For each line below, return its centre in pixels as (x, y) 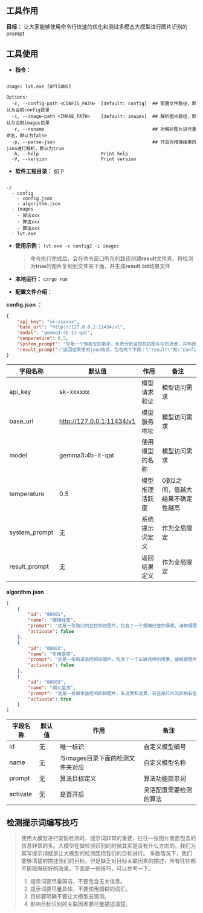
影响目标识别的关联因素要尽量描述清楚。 (80, 904)
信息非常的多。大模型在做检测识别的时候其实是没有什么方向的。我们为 (108, 845)
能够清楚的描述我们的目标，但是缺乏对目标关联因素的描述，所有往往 (106, 860)
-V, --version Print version (74, 159)
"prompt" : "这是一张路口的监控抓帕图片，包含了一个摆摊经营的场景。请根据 (110, 626)
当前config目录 (32, 110)
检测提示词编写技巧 (42, 823)
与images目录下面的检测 (95, 758)
